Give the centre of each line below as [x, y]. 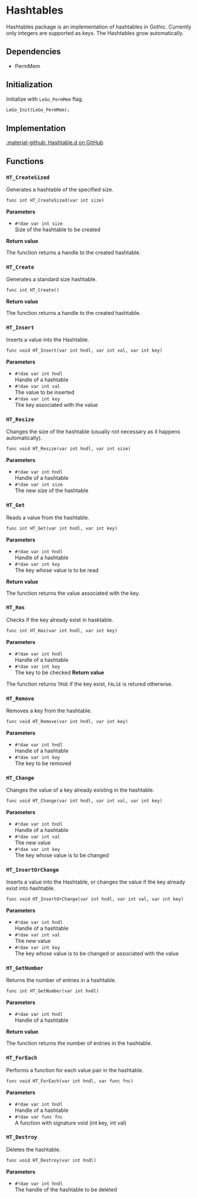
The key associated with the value [56, 405]
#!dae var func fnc [39, 1117]
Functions [25, 161]
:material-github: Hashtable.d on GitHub [55, 142]
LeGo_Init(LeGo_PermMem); [38, 110]
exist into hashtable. [30, 888]
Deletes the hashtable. [33, 1149]
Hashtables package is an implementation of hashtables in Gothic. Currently [99, 27]
